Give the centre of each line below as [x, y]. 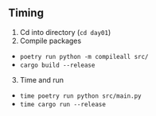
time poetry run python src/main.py [80, 96]
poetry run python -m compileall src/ [84, 56]
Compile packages [51, 41]
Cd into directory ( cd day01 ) [65, 32]
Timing [26, 13]
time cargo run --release [62, 104]
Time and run [42, 79]
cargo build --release [57, 65]
